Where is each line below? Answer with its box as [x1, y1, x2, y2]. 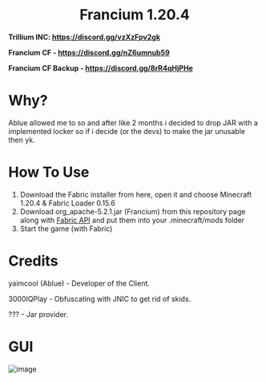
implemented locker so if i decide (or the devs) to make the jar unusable [8, 126, 246, 136]
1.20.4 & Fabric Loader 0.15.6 [19, 198, 116, 208]
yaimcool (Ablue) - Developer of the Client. [8, 278, 151, 288]
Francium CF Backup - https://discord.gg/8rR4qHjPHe [8, 63, 194, 73]
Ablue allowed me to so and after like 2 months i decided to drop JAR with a [8, 118, 259, 128]
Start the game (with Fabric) [19, 223, 113, 234]
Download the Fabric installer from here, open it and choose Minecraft [19, 189, 252, 199]
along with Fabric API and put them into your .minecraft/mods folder [19, 215, 245, 225]
